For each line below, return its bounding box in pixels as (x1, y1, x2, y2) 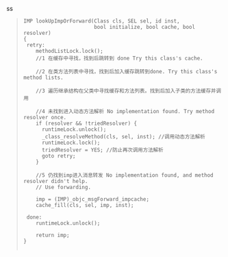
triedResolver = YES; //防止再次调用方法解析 (41, 147, 164, 154)
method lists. (23, 74, 64, 81)
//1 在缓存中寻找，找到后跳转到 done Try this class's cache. (36, 55, 203, 62)
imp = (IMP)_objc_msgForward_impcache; (36, 196, 150, 203)
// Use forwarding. (36, 184, 92, 191)
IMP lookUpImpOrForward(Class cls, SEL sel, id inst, (23, 18, 180, 25)
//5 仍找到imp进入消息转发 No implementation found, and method (36, 172, 214, 179)
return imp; (36, 232, 70, 238)
